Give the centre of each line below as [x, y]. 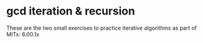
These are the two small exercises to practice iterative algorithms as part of [102, 28]
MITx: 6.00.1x [23, 34]
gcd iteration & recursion [71, 11]
